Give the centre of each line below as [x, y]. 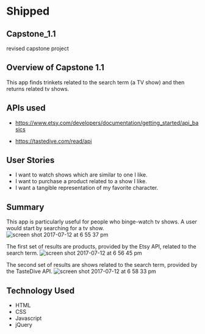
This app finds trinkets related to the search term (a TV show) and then [95, 82]
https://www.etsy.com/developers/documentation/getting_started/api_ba [107, 123]
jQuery [23, 325]
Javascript [28, 318]
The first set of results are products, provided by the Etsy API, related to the [101, 247]
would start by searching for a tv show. [55, 228]
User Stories [31, 160]
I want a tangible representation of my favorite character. [87, 188]
